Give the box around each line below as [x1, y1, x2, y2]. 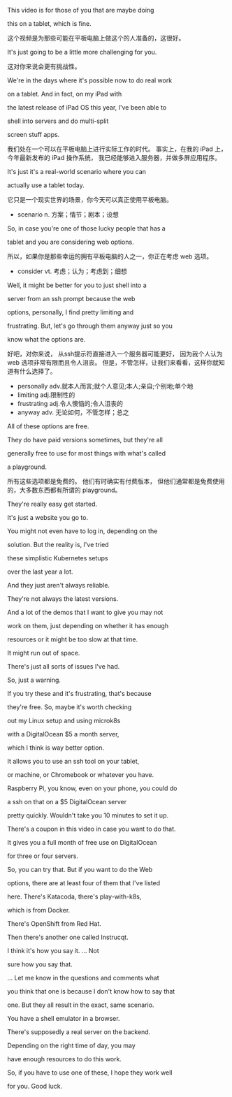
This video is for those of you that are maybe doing [7, 6, 154, 14]
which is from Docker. [7, 906, 71, 914]
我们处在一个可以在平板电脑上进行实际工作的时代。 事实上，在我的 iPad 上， [7, 145, 227, 153]
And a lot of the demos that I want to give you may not [7, 608, 164, 616]
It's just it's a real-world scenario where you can [7, 168, 147, 175]
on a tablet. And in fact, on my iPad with [7, 90, 122, 98]
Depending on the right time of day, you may [7, 1041, 136, 1049]
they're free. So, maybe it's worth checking [7, 703, 132, 711]
